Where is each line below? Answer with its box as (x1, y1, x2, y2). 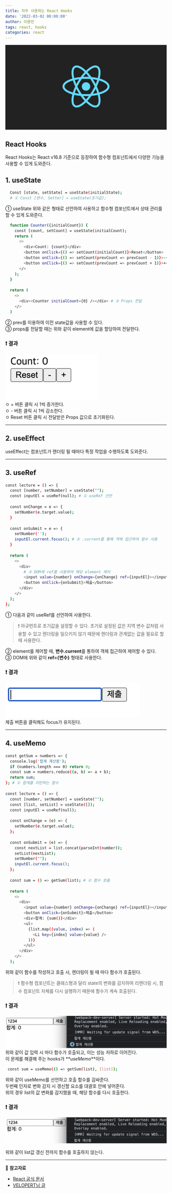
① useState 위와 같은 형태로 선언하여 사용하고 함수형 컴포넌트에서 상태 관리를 (5, 205, 163, 212)
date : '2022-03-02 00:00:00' (5, 13, 68, 19)
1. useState (5, 176, 41, 184)
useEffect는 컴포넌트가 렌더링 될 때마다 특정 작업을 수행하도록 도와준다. (5, 448, 148, 455)
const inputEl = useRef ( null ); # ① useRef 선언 (10, 494, 113, 499)
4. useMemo (5, 739, 46, 748)
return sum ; (10, 775, 36, 780)
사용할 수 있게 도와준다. (5, 161, 52, 167)
